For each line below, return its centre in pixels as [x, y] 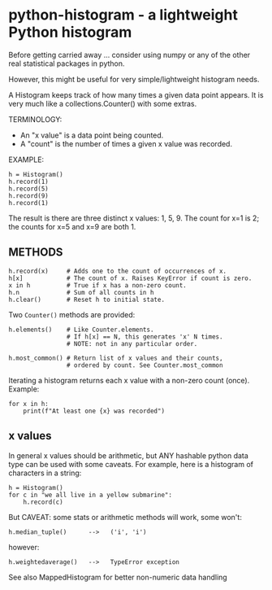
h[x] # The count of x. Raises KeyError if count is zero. [130, 278]
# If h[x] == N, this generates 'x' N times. [145, 337]
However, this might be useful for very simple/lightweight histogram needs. [134, 79]
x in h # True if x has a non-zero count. [97, 285]
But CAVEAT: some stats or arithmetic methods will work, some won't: [125, 517]
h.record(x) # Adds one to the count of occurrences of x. [118, 271]
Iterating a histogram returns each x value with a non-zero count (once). [129, 380]
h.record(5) [28, 189]
